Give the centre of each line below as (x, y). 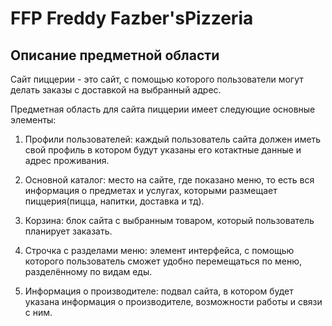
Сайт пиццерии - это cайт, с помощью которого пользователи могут (157, 79)
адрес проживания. (67, 160)
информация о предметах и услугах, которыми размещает (151, 190)
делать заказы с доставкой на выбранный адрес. (116, 90)
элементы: (33, 120)
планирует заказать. (68, 231)
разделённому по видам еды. (88, 271)
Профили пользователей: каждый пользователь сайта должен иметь (173, 139)
